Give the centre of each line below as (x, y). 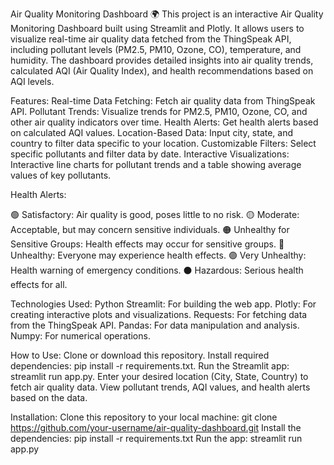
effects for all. (39, 284)
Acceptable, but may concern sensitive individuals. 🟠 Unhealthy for (150, 229)
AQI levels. (32, 81)
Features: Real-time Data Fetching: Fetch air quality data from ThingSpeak (163, 101)
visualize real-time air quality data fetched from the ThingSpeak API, (151, 39)
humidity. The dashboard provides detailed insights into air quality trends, (162, 60)
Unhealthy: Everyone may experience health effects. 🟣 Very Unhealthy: (158, 255)
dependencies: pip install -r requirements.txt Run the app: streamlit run (156, 438)
